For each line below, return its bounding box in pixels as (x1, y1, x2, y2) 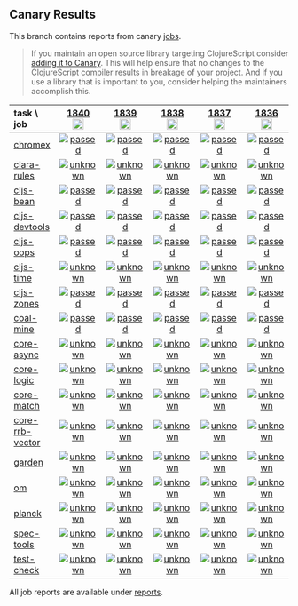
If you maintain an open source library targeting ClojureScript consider (30, 48, 289, 59)
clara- (13, 158, 41, 171)
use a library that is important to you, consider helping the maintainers (30, 76, 288, 87)
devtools (13, 220, 51, 233)
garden (13, 456, 44, 468)
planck (13, 506, 43, 519)
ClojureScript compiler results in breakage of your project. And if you (30, 67, 284, 77)
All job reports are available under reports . (9, 586, 164, 597)
